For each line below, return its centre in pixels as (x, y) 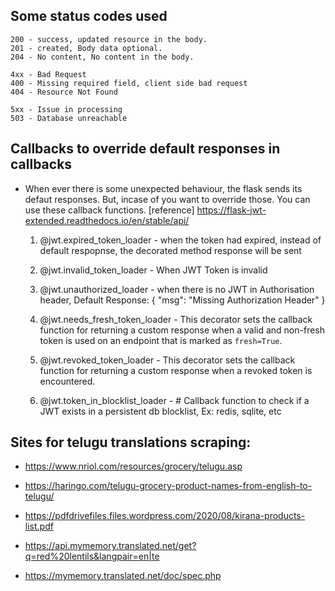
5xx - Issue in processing (66, 109)
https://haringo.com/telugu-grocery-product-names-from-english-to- (168, 486)
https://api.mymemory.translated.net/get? (110, 546)
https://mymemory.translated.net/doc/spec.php (123, 576)
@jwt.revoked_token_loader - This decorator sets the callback (167, 360)
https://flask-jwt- (231, 210)
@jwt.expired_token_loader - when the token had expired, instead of (180, 240)
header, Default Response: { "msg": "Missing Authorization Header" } (182, 300)
